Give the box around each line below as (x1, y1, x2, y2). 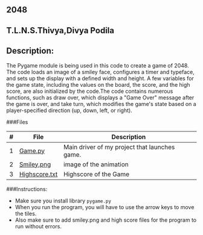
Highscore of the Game (63, 170, 130, 178)
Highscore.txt (19, 170, 58, 178)
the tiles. (14, 210, 37, 217)
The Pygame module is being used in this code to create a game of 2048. (6, 61, 189, 69)
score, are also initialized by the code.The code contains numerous (6, 87, 173, 95)
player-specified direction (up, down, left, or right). (6, 107, 133, 114)
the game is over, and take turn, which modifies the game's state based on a (6, 100, 196, 107)
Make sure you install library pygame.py (14, 197, 112, 204)
